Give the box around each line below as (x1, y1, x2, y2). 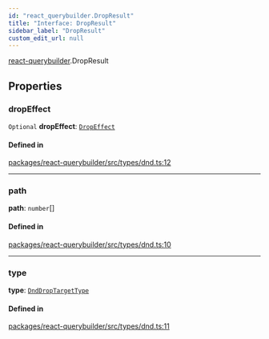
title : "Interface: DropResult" (8, 19, 116, 27)
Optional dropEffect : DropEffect (8, 121, 115, 131)
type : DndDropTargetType (8, 285, 90, 295)
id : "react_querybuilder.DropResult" (8, 11, 134, 20)
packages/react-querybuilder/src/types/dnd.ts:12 (8, 158, 171, 167)
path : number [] (8, 204, 55, 213)
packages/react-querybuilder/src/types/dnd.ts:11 (8, 321, 170, 331)
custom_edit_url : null (8, 34, 84, 42)
